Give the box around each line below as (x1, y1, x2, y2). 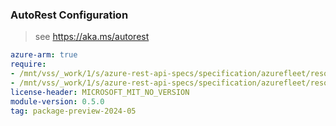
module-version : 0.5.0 (10, 96, 105, 107)
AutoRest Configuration (10, 8, 129, 22)
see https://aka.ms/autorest (34, 31, 150, 43)
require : (10, 59, 47, 70)
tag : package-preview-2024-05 (10, 106, 137, 116)
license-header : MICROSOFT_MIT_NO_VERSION (10, 87, 190, 97)
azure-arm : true (10, 50, 78, 60)
